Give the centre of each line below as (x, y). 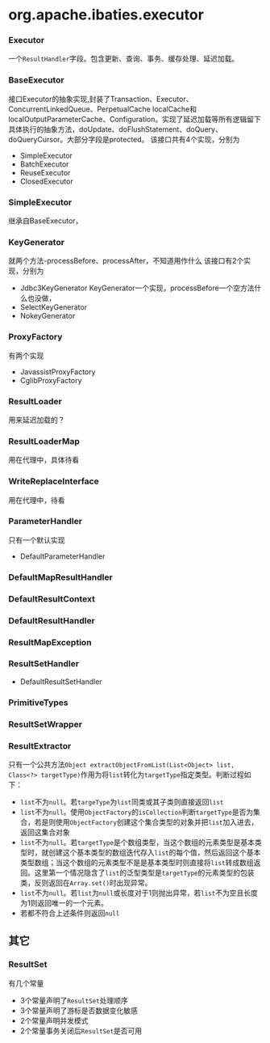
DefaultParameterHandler (62, 556)
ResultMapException (50, 642)
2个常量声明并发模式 (54, 1020)
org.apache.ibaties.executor (106, 15)
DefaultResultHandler (52, 620)
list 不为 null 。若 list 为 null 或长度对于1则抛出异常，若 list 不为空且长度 (139, 893)
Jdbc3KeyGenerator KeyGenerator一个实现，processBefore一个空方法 (137, 288)
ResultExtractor (40, 745)
